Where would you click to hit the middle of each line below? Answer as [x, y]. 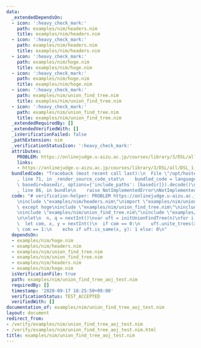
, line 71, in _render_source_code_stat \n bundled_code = [95, 179]
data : [13, 12]
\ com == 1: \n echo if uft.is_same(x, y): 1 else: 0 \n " [92, 229]
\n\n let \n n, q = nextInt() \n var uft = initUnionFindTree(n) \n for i [106, 218]
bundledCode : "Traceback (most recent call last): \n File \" [91, 174]
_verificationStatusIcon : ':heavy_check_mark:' [72, 145]
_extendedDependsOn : [37, 17]
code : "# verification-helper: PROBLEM [61, 196]
